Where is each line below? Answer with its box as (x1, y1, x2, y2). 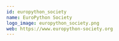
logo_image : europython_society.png (6, 20, 99, 26)
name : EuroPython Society (6, 14, 72, 20)
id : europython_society (6, 8, 67, 15)
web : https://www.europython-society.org (6, 25, 114, 32)
